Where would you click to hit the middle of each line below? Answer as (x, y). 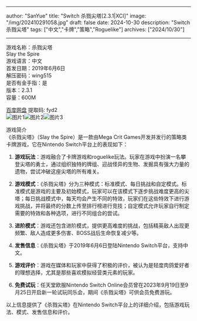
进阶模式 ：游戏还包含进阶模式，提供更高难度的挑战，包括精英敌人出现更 (102, 226)
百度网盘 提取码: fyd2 (32, 110)
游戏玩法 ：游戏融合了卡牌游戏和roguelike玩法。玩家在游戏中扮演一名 (98, 157)
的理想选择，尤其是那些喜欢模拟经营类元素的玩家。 (76, 272)
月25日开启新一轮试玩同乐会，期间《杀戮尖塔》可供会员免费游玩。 (95, 292)
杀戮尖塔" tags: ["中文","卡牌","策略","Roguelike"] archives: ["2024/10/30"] (95, 29)
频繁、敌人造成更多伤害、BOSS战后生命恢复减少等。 (78, 233)
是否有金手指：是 (27, 83)
